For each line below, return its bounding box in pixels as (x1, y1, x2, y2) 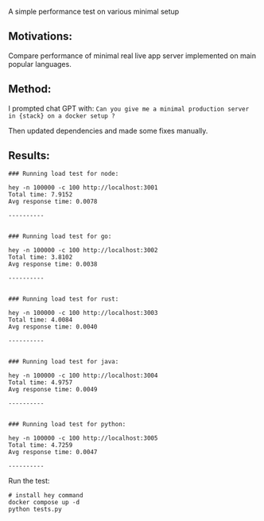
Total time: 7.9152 (8, 191, 73, 199)
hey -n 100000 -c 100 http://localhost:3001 (8, 184, 158, 192)
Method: (8, 83, 52, 96)
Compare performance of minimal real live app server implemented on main (8, 51, 257, 60)
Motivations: (8, 29, 73, 43)
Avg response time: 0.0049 (8, 386, 98, 394)
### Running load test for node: (8, 170, 119, 178)
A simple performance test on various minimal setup (8, 7, 180, 16)
